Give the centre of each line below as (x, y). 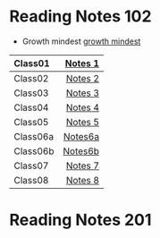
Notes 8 (83, 180)
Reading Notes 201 (80, 220)
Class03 (31, 93)
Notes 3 (83, 93)
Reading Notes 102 (80, 17)
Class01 (32, 63)
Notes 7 (83, 166)
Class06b (34, 151)
